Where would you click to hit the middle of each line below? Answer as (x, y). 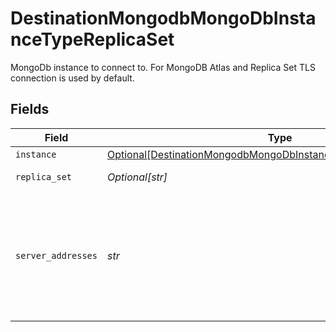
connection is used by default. (72, 78)
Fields (30, 109)
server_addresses (56, 255)
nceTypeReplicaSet (92, 39)
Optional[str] (137, 177)
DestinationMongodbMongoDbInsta (163, 18)
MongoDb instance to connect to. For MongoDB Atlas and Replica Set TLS (163, 67)
